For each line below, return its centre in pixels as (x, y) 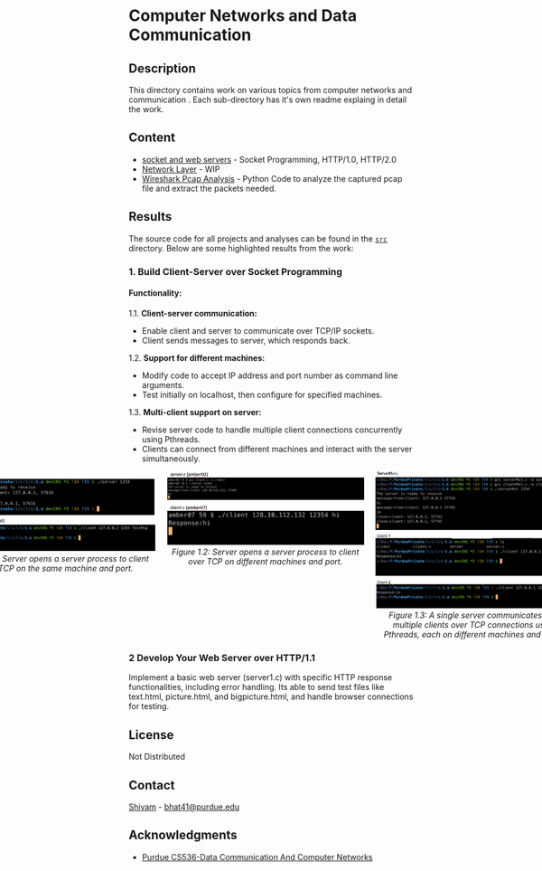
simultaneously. (171, 459)
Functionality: (155, 293)
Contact (152, 785)
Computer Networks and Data (243, 16)
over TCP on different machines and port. (266, 561)
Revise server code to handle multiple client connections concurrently (272, 430)
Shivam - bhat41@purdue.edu (184, 807)
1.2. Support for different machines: (197, 357)
